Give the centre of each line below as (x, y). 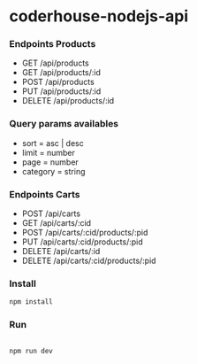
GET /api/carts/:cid (56, 223)
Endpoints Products (53, 44)
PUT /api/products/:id (61, 91)
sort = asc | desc (53, 143)
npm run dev (31, 351)
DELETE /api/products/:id (68, 101)
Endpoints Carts (45, 194)
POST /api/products (58, 82)
